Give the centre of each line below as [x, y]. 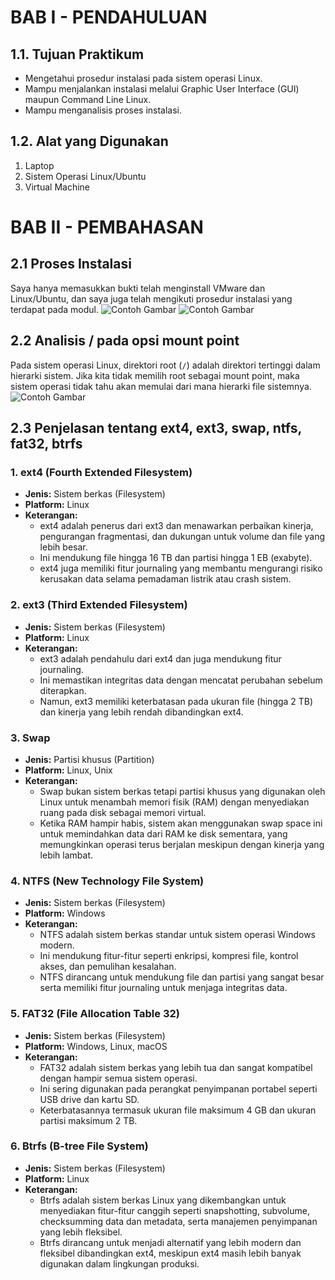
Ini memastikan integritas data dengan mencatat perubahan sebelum [181, 680]
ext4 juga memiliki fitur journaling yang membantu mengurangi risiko [181, 568]
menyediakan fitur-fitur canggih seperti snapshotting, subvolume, [174, 1210]
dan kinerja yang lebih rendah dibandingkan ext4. [141, 712]
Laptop [39, 165]
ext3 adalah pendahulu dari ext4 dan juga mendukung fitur [160, 658]
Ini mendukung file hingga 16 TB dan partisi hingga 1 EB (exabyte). [176, 558]
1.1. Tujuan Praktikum [77, 54]
